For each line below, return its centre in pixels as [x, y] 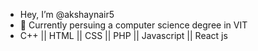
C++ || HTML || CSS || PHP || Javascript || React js [123, 35]
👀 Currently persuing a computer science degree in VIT [133, 25]
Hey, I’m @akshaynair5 [67, 14]
